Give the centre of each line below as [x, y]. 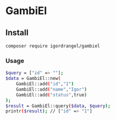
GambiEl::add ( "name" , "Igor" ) [52, 89]
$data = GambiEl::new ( [33, 79]
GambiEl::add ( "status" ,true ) [52, 95]
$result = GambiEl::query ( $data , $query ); [58, 106]
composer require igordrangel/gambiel [53, 46]
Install [17, 33]
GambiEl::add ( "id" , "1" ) [45, 84]
